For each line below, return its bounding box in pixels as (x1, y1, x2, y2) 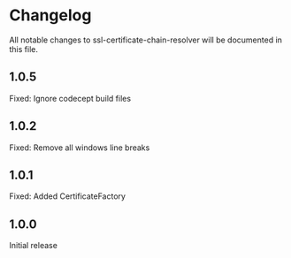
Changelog (9, 5, 92, 26)
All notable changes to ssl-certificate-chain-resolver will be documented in (9, 34, 283, 45)
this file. (9, 43, 38, 54)
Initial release (9, 240, 57, 251)
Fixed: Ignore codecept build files (9, 93, 131, 103)
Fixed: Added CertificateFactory (9, 191, 126, 201)
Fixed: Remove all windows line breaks (9, 142, 150, 153)
